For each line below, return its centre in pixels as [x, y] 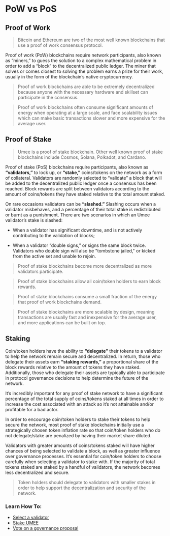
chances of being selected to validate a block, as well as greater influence [83, 450]
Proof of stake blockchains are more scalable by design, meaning [86, 312]
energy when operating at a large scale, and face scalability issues [87, 113]
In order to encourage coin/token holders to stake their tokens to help [78, 419]
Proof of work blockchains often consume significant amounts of [86, 107]
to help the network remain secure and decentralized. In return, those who [83, 356]
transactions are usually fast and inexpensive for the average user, [87, 317]
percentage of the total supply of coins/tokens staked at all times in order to [84, 399]
